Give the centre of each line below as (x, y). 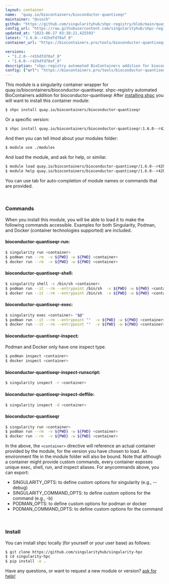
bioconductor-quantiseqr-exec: (39, 305)
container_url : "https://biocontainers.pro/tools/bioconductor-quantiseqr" (86, 43)
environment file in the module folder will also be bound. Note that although (83, 457)
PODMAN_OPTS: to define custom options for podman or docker (79, 504)
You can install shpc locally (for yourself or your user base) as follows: (78, 543)
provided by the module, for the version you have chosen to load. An (76, 451)
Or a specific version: (27, 119)
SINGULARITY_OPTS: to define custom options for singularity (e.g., (82, 482)
